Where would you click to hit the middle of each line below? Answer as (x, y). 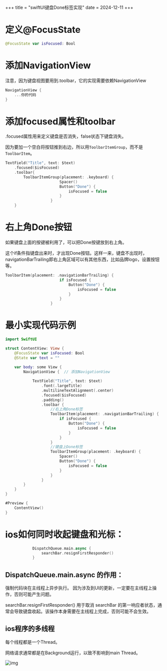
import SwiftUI (21, 339)
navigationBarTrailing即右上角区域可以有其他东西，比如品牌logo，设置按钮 (82, 259)
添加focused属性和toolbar (61, 121)
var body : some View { (38, 367)
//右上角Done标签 (67, 409)
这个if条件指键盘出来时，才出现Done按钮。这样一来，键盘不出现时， (76, 253)
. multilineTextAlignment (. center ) (77, 390)
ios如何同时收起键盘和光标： (65, 535)
